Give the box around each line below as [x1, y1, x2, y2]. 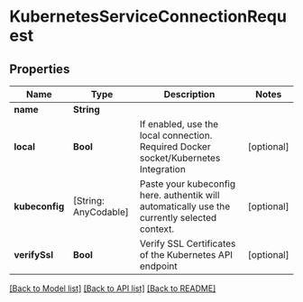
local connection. [139, 129, 213, 142]
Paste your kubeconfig [139, 178, 236, 190]
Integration [139, 163, 187, 175]
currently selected [139, 212, 217, 224]
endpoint [139, 260, 178, 272]
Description [163, 88, 216, 100]
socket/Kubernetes [139, 151, 221, 164]
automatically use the [139, 200, 231, 213]
